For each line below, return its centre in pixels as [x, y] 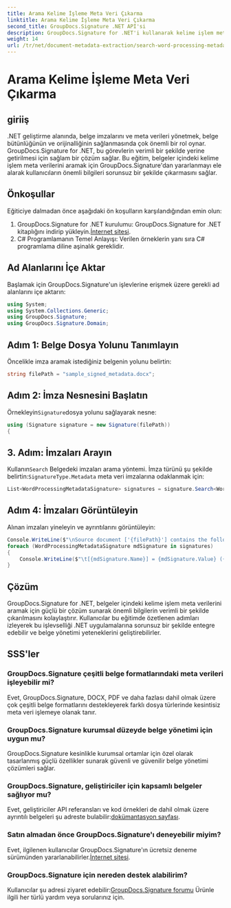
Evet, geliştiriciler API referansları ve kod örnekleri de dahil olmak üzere [108, 810]
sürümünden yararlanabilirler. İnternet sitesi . [69, 857]
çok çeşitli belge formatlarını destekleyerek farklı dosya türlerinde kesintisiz [114, 705]
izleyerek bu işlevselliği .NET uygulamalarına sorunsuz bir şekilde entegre [111, 625]
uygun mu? [26, 739]
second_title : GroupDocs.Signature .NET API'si [77, 26]
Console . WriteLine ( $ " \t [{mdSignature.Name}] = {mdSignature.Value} [118, 559]
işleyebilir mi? [31, 682]
